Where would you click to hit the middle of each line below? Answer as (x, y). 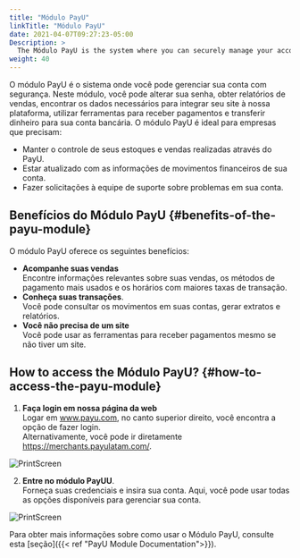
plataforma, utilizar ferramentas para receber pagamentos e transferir (137, 113)
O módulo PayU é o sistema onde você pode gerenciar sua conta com (138, 85)
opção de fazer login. (61, 427)
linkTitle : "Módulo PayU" (57, 26)
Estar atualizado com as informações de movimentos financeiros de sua (154, 168)
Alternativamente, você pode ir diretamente (102, 436)
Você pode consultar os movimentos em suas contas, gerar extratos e (151, 306)
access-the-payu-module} (86, 387)
